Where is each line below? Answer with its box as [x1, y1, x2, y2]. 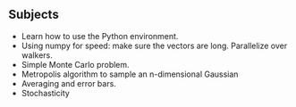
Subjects [8, 7, 59, 22]
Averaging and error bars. [21, 78, 117, 88]
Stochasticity [21, 87, 71, 98]
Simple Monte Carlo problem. [21, 59, 131, 70]
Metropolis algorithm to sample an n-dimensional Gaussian [21, 69, 239, 79]
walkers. [21, 49, 53, 61]
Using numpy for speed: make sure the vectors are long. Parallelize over [21, 40, 288, 51]
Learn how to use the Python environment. [21, 30, 179, 41]
